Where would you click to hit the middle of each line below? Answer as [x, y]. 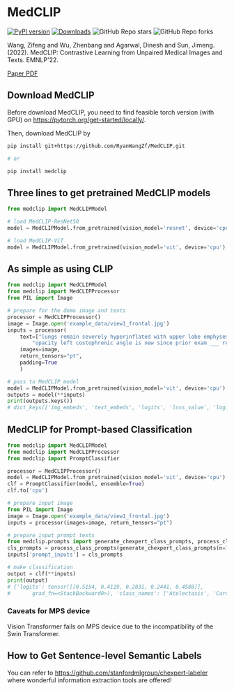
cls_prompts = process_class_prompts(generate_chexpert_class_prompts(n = [117, 548]
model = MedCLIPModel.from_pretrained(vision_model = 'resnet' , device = [112, 228]
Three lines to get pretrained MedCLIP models [109, 193]
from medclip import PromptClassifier [63, 458]
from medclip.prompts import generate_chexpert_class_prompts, [101, 542]
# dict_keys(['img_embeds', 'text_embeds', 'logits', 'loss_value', [109, 408]
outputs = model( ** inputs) [46, 395]
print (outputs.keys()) [40, 401]
